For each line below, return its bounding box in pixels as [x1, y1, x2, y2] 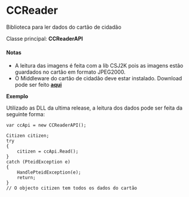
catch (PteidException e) [6, 159, 70, 165]
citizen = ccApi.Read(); [17, 148, 79, 154]
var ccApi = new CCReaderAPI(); [6, 122, 86, 129]
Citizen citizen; [6, 133, 49, 139]
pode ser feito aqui [14, 81, 62, 89]
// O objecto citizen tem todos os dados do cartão [6, 185, 137, 192]
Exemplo [6, 93, 29, 100]
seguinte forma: [6, 111, 45, 118]
